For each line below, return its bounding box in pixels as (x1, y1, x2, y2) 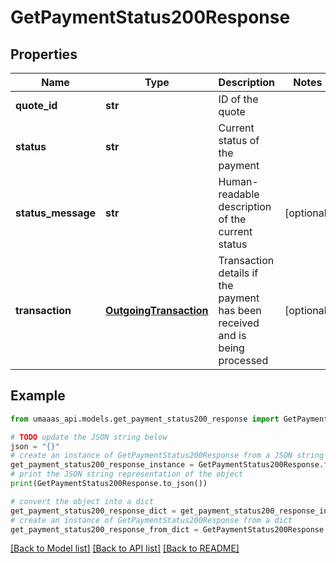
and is (218, 329, 247, 342)
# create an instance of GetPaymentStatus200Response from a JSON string (10, 451, 325, 461)
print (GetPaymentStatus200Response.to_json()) (10, 479, 208, 489)
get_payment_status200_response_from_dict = (10, 524, 199, 535)
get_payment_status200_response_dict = (10, 506, 177, 516)
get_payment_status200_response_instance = (10, 460, 195, 470)
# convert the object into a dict (10, 496, 155, 506)
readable (218, 187, 260, 201)
